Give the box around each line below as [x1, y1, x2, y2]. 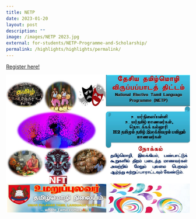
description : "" [6, 28, 45, 34]
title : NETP [6, 9, 35, 15]
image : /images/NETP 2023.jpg [6, 34, 80, 40]
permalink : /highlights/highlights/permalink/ [6, 47, 121, 53]
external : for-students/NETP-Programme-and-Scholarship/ [6, 40, 148, 46]
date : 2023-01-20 [6, 15, 48, 22]
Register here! [6, 63, 40, 70]
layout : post [6, 22, 38, 27]
